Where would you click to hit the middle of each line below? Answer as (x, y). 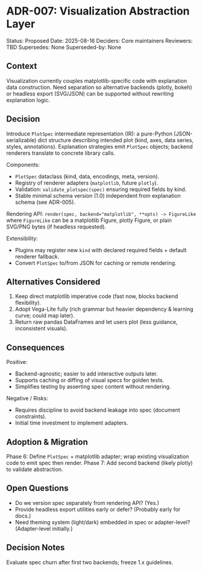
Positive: (17, 362)
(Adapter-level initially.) (44, 528)
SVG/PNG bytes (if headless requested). (56, 226)
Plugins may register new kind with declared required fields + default (101, 250)
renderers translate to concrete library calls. (61, 153)
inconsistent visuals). (41, 328)
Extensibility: (22, 238)
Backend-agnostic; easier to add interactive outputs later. (86, 374)
